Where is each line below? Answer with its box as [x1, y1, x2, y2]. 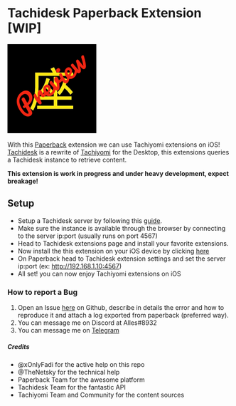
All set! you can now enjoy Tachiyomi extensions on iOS [17, 269, 181, 278]
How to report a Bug [7, 287, 78, 297]
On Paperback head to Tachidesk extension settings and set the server [17, 254, 226, 263]
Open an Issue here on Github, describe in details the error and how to [17, 303, 225, 312]
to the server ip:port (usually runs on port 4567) [17, 231, 158, 240]
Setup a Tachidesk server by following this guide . [17, 216, 162, 225]
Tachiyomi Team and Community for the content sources [17, 390, 185, 400]
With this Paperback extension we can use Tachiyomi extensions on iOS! [7, 140, 220, 149]
